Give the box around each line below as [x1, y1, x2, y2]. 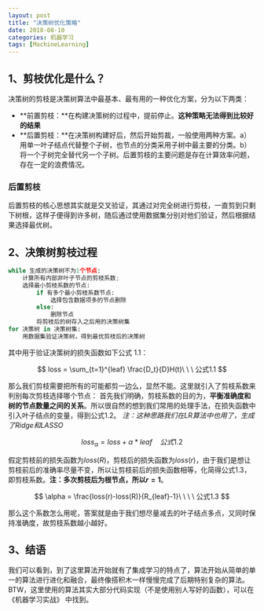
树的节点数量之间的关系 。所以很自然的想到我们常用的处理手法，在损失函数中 [8, 401, 256, 410]
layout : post [8, 11, 51, 20]
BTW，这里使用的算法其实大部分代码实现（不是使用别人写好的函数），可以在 [8, 585, 255, 595]
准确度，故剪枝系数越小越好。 [14, 518, 112, 527]
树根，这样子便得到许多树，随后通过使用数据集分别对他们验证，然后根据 [14, 210, 249, 220]
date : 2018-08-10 [8, 26, 65, 34]
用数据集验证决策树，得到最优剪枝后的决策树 [22, 332, 145, 340]
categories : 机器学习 [8, 33, 75, 42]
